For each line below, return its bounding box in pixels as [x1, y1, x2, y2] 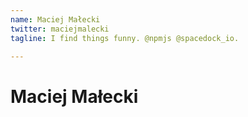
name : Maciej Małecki [10, 14, 101, 25]
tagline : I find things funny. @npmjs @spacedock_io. [10, 33, 240, 43]
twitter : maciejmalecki [10, 24, 110, 34]
